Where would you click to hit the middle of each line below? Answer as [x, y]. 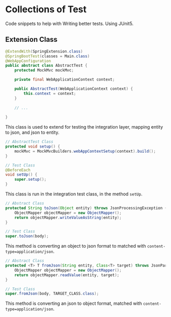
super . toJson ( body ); [27, 236]
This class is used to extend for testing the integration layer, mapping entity [84, 127]
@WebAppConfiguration [28, 61]
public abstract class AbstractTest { [46, 66]
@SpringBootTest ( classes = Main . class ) [48, 56]
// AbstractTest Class [29, 142]
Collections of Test [46, 9]
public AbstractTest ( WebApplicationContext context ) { [74, 89]
